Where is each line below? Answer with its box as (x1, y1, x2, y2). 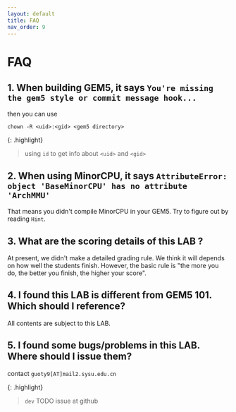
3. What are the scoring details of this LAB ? (7, 235, 204, 247)
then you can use (7, 110, 58, 119)
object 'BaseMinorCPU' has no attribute (7, 181, 188, 191)
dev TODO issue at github (24, 396, 99, 405)
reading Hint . (7, 214, 46, 223)
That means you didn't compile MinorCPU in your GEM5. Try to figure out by (7, 207, 229, 216)
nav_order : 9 (7, 23, 46, 30)
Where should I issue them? (7, 351, 132, 363)
